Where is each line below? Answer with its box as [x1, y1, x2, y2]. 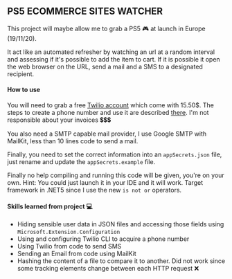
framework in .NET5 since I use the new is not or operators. [7, 186, 182, 195]
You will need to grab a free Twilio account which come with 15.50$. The [7, 101, 215, 109]
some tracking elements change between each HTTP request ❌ [17, 264, 199, 273]
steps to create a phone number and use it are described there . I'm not [7, 109, 209, 117]
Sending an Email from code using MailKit [17, 249, 136, 258]
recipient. [7, 69, 35, 78]
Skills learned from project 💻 [7, 202, 93, 210]
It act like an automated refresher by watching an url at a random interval [7, 48, 215, 56]
